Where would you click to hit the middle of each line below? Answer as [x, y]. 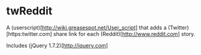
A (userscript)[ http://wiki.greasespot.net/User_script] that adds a [86, 27]
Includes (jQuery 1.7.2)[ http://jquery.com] [57, 45]
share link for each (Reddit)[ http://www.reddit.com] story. [124, 33]
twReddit [29, 11]
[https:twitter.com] [29, 33]
